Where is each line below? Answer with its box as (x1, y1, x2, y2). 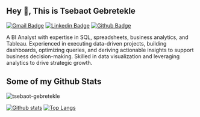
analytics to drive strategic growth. (6, 59, 93, 66)
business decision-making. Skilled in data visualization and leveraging (6, 52, 180, 60)
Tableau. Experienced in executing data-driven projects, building (6, 40, 167, 47)
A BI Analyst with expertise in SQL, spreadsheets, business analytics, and (6, 34, 189, 41)
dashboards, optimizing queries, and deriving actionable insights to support (6, 46, 194, 53)
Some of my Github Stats (6, 76, 102, 87)
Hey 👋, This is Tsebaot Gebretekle (6, 6, 136, 16)
